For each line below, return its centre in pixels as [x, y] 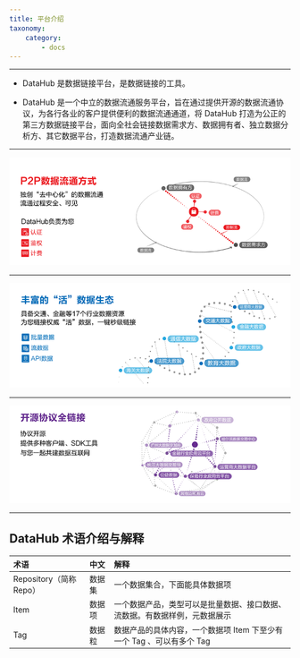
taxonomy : [28, 28]
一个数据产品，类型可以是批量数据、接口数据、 [200, 604]
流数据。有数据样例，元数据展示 [173, 615]
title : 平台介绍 [37, 19]
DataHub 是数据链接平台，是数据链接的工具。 [106, 83]
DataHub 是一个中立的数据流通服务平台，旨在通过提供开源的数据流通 [149, 102]
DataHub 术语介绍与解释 [77, 538]
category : [44, 38]
